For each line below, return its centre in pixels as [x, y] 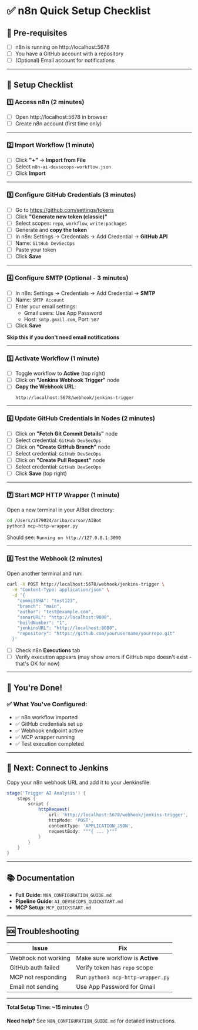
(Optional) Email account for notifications [65, 61]
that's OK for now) [38, 664]
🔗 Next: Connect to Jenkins [58, 768]
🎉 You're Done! [35, 688]
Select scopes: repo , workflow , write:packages [71, 223]
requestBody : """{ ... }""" [83, 831]
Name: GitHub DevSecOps [45, 243]
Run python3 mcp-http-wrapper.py [123, 977]
